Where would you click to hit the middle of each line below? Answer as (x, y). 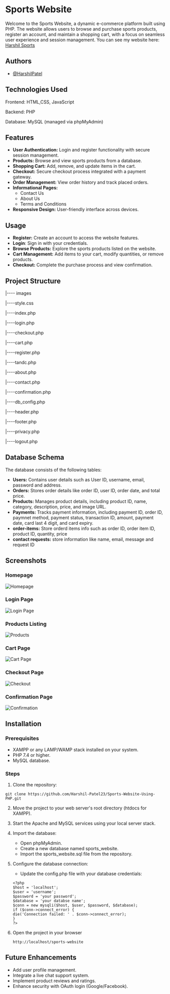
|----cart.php (19, 342)
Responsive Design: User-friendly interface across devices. (76, 210)
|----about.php (21, 372)
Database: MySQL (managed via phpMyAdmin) (54, 121)
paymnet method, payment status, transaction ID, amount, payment (83, 517)
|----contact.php (23, 382)
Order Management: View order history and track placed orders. (80, 183)
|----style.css (20, 303)
